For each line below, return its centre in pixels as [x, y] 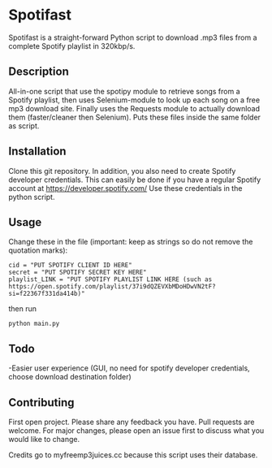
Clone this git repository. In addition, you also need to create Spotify [122, 171]
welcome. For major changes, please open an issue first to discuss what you [136, 431]
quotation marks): [38, 250]
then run [23, 309]
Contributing [41, 403]
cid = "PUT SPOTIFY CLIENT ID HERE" [70, 266]
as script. [24, 126]
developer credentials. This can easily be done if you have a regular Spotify [135, 180]
